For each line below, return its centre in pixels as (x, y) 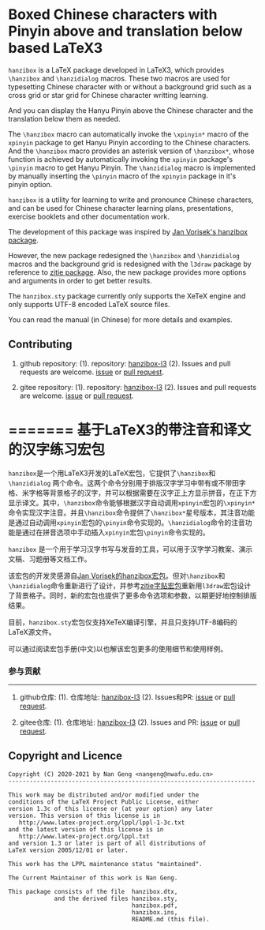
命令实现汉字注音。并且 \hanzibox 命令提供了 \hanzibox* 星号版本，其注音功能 (132, 512)
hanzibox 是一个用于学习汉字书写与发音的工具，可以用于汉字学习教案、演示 (131, 549)
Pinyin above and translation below (125, 31)
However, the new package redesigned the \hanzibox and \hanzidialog (124, 255)
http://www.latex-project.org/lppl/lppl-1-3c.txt (102, 823)
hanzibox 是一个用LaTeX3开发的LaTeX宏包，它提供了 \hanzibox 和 (112, 473)
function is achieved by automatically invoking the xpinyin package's (121, 159)
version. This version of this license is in (84, 816)
